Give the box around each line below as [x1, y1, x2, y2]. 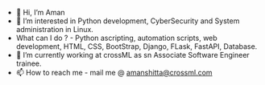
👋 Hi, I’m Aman [15, 8, 66, 17]
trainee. [15, 59, 42, 68]
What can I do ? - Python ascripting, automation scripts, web [15, 33, 217, 42]
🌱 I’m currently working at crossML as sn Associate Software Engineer [15, 51, 250, 59]
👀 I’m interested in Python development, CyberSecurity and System [15, 16, 240, 26]
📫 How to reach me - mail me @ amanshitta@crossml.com [15, 68, 213, 77]
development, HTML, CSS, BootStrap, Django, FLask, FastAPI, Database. [15, 42, 258, 51]
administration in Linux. [15, 25, 94, 34]
